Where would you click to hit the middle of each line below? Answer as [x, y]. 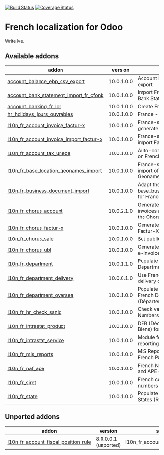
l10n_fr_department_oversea [41, 295]
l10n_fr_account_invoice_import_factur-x [55, 139]
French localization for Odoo [64, 27]
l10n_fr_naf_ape [26, 368]
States [145, 399]
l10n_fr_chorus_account [35, 211]
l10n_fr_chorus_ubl [30, 250]
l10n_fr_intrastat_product [37, 326]
